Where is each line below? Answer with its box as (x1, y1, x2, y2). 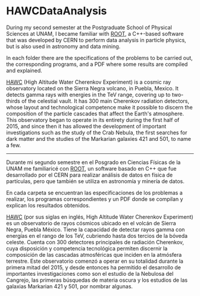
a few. (6, 141, 21, 149)
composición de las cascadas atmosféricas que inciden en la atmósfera (6, 251, 182, 258)
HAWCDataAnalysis (6, 4, 107, 18)
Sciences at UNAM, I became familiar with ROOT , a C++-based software (6, 30, 184, 37)
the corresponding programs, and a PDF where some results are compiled (6, 61, 188, 68)
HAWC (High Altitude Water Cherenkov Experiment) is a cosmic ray (6, 78, 171, 86)
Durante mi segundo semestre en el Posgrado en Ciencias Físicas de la (6, 159, 181, 166)
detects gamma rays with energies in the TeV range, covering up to (6, 91, 171, 98)
